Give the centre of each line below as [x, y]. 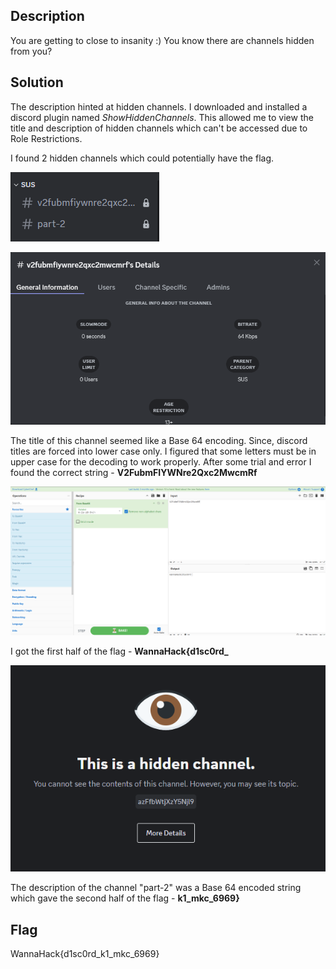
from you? [31, 51]
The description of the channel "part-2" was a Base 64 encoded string [156, 888]
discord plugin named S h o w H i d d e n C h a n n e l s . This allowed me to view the [162, 117]
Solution [37, 82]
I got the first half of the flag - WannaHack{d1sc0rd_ [119, 651]
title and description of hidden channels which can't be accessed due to [159, 128]
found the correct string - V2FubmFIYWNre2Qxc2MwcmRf [134, 473]
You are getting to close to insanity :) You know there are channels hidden [162, 40]
